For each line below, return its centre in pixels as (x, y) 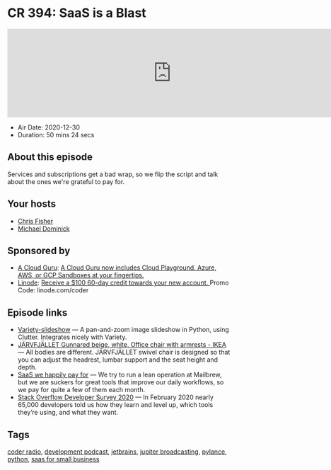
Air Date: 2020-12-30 (48, 127)
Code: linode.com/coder (53, 290)
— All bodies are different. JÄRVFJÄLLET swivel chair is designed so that (124, 352)
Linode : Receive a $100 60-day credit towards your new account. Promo (123, 283)
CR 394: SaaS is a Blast (77, 13)
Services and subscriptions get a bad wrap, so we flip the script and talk (113, 174)
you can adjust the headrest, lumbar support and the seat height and (117, 360)
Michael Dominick (43, 229)
